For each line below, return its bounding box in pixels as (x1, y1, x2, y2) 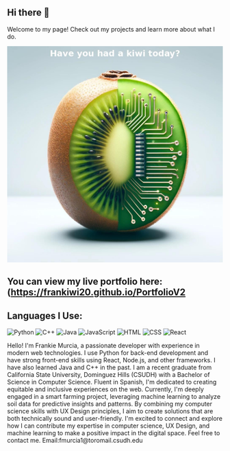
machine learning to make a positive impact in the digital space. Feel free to (7, 429, 220, 437)
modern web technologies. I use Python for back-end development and (7, 349, 209, 357)
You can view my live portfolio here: (7, 276, 163, 288)
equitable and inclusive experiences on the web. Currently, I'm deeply (7, 385, 204, 393)
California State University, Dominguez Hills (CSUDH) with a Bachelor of (7, 371, 210, 379)
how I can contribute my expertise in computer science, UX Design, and (7, 421, 210, 430)
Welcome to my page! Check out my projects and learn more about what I (7, 25, 216, 33)
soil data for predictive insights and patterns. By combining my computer (7, 400, 213, 408)
